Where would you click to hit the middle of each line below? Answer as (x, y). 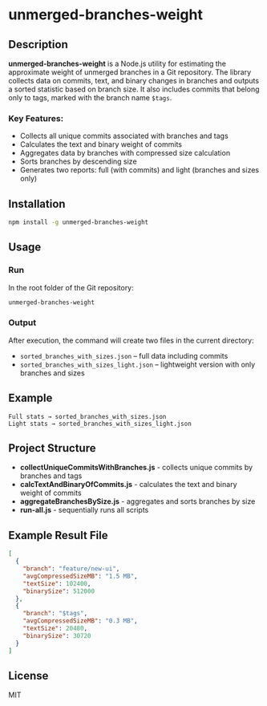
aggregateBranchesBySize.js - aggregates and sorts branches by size (138, 501)
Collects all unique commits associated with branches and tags (124, 136)
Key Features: (36, 118)
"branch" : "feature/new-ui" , (71, 569)
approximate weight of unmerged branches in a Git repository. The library (129, 72)
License (28, 676)
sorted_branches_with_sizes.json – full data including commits (124, 355)
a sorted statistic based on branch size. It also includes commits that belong (134, 89)
